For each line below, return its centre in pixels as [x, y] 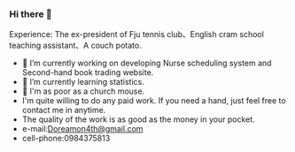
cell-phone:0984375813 [66, 138]
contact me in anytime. [64, 110]
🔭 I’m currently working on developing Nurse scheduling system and [147, 63]
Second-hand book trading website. [88, 72]
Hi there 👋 [31, 14]
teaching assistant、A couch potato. [75, 46]
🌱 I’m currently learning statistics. [83, 82]
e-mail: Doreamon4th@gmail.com [82, 129]
